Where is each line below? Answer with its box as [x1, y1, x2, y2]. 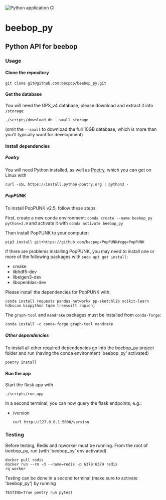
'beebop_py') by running [5, 480, 56, 486]
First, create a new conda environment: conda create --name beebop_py [5, 215, 153, 221]
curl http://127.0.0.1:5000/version [12, 419, 89, 424]
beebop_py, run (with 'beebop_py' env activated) [5, 447, 107, 453]
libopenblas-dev [12, 280, 47, 286]
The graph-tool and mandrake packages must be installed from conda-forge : [5, 312, 161, 318]
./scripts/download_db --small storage [5, 117, 89, 122]
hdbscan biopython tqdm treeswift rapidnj [5, 303, 95, 308]
